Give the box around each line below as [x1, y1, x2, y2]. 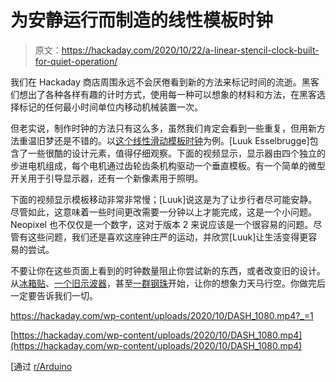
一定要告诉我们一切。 [10, 289, 98, 301]
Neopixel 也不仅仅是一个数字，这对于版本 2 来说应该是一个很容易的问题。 [10, 218, 314, 230]
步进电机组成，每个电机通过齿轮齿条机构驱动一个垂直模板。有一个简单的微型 [10, 159, 326, 171]
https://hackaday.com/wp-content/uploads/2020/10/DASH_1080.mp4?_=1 [10, 309, 314, 321]
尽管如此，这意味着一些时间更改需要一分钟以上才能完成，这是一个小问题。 [10, 206, 317, 218]
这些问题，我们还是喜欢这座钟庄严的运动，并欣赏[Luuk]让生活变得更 [27, 231, 309, 243]
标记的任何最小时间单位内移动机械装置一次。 [18, 101, 203, 113]
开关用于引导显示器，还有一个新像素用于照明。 [10, 172, 203, 184]
